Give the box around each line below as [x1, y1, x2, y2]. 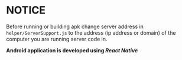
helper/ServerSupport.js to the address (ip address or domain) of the [6, 29, 176, 36]
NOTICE [6, 4, 46, 17]
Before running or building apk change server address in [6, 23, 144, 30]
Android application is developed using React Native [6, 46, 138, 54]
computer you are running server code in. [6, 35, 108, 42]
